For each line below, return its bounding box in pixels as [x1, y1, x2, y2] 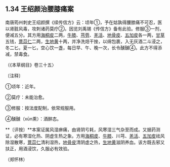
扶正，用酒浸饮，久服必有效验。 [5, 145, 72, 151]
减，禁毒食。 [5, 51, 32, 57]
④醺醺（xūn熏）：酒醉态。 [5, 116, 62, 122]
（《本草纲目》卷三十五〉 [5, 61, 57, 68]
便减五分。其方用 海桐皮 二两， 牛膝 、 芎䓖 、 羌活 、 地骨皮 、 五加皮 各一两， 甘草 [5, 32, 165, 38]
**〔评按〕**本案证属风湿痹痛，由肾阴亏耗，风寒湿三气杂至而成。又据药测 [5, 126, 161, 132]
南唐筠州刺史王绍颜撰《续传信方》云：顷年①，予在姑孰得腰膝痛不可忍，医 [5, 19, 162, 25]
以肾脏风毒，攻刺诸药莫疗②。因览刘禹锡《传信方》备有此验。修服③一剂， [5, 25, 164, 31]
